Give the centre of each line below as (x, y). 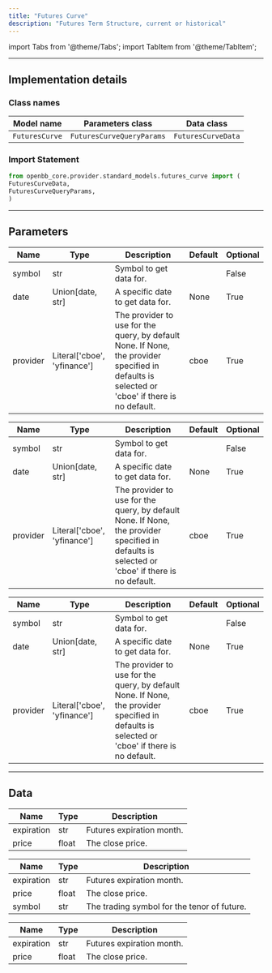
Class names (34, 102)
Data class (207, 124)
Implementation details (68, 79)
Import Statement (44, 160)
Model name (37, 124)
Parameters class (118, 124)
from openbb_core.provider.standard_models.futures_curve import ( (125, 176)
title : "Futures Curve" (49, 16)
